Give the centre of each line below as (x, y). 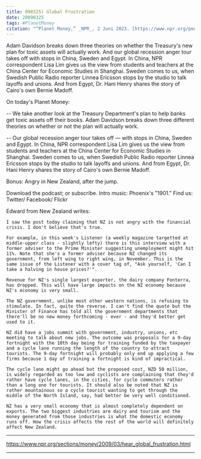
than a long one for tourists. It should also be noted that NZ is (92, 385)
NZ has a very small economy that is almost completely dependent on (95, 406)
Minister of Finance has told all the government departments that (92, 312)
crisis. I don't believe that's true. (54, 228)
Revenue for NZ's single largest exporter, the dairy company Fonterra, (99, 280)
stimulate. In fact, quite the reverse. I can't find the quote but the (99, 306)
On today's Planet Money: (38, 102)
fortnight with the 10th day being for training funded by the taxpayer (99, 343)
